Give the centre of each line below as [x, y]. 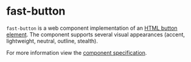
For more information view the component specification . [77, 52]
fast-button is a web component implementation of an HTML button [92, 28]
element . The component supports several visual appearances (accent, [96, 34]
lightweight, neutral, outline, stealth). [52, 41]
